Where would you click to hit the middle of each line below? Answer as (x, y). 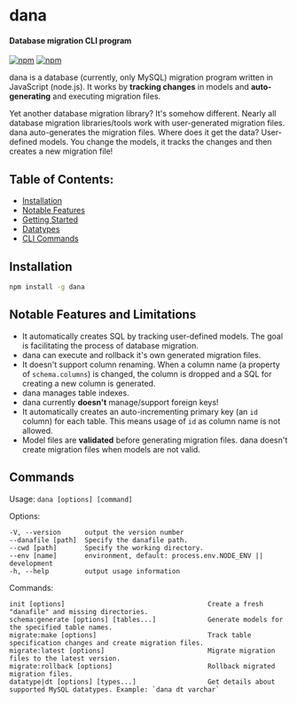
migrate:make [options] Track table (130, 635)
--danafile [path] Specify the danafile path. (99, 540)
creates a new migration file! (61, 151)
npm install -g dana (47, 287)
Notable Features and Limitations (103, 315)
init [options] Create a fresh (137, 604)
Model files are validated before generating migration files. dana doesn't (155, 440)
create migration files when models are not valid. (111, 449)
